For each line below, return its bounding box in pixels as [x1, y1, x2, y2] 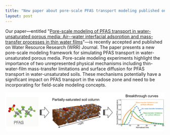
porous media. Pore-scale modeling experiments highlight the [31, 55, 160, 61]
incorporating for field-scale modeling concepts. [5, 81, 107, 88]
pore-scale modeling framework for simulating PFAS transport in [5, 50, 140, 56]
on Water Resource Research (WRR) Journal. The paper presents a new [5, 44, 155, 50]
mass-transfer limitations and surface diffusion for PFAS [27, 66, 145, 72]
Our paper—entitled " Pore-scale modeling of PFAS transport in [5, 28, 137, 34]
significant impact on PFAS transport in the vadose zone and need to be [5, 76, 155, 82]
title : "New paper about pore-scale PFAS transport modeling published [5, 8, 159, 13]
